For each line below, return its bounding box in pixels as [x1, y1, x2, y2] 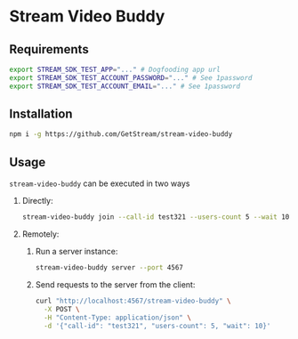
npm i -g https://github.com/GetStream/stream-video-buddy [9, 130, 233, 139]
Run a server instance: [35, 246, 118, 256]
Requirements [9, 42, 89, 57]
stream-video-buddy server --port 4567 [35, 263, 184, 272]
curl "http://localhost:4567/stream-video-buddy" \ [35, 296, 231, 305]
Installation [9, 107, 73, 122]
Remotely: [21, 229, 60, 239]
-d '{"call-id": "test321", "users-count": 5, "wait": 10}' [43, 321, 271, 330]
